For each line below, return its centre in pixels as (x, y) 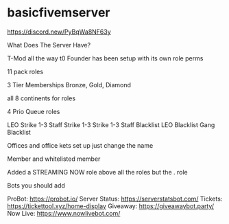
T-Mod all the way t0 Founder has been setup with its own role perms (105, 58)
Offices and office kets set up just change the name (80, 145)
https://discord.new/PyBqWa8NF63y (59, 32)
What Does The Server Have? (49, 45)
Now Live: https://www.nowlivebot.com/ (64, 213)
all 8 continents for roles (41, 98)
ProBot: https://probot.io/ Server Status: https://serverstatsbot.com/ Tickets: (115, 199)
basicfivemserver (59, 13)
